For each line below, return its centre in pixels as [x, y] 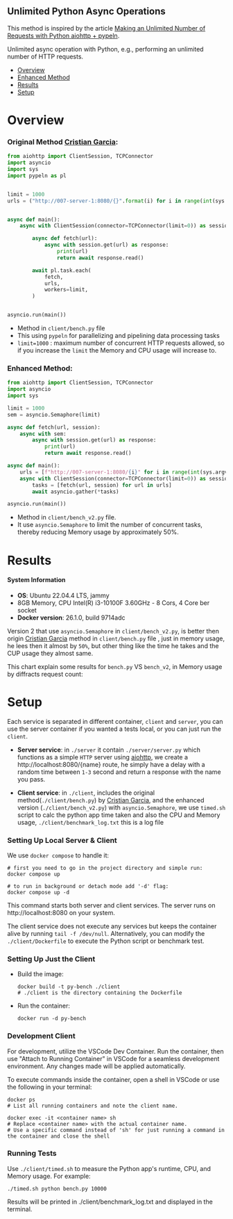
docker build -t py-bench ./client [69, 987]
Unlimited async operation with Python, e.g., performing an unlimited [105, 49]
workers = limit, [66, 290]
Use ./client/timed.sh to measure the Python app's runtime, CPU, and [109, 1168]
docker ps [21, 1099]
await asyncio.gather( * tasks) [76, 492]
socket [27, 610]
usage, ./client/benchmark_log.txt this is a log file [90, 822]
